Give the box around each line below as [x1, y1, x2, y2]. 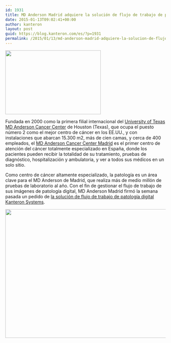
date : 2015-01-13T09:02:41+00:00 [5, 17, 76, 22]
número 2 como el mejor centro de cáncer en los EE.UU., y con [5, 129, 137, 135]
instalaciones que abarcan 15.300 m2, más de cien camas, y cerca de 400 [5, 134, 161, 141]
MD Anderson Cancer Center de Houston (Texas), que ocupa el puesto [5, 124, 154, 130]
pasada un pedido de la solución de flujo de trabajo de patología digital [5, 193, 154, 199]
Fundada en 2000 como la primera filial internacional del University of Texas [5, 118, 165, 124]
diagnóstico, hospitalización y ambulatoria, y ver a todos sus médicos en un [5, 156, 164, 163]
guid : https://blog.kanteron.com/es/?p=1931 [5, 31, 101, 36]
